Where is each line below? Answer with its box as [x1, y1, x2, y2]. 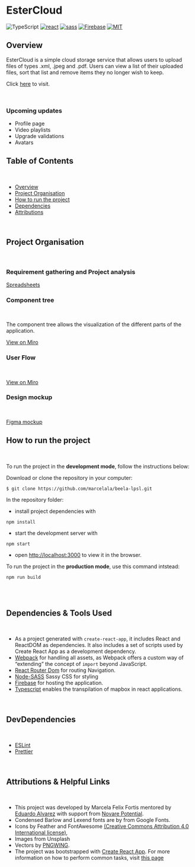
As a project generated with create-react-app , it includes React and [14, 635, 181, 642]
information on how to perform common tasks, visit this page [14, 855, 164, 862]
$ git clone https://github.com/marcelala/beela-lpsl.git [6, 486, 152, 492]
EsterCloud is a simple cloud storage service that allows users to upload [6, 56, 183, 63]
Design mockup [6, 393, 53, 401]
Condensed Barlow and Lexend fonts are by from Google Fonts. [14, 817, 171, 824]
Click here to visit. [6, 80, 50, 87]
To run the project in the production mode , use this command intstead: [6, 563, 180, 570]
